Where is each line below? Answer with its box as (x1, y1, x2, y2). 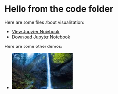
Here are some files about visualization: (4, 19, 84, 25)
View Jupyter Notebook (11, 29, 60, 34)
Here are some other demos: (4, 43, 63, 49)
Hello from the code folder (4, 3, 114, 15)
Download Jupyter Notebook (11, 34, 71, 40)
